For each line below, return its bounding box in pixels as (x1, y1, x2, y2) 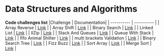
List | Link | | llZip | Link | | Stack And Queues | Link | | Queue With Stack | (5, 30, 154, 36)
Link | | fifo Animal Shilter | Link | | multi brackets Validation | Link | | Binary (5, 35, 156, 41)
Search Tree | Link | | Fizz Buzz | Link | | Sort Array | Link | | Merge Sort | (5, 40, 152, 46)
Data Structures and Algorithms (5, 3, 137, 15)
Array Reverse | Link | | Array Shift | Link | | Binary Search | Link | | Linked (5, 24, 153, 30)
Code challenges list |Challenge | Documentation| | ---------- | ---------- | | (5, 19, 160, 25)
